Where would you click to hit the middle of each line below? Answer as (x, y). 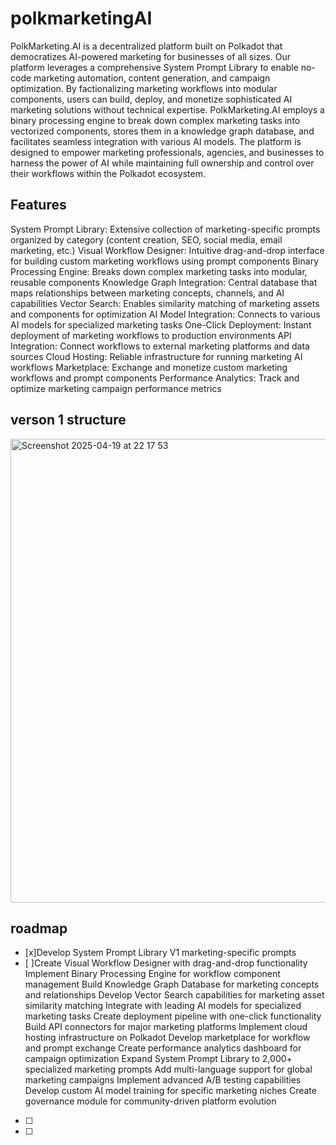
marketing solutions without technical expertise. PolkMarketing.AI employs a (167, 109)
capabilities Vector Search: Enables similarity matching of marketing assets (165, 303)
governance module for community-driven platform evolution (150, 1101)
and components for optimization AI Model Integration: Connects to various (165, 314)
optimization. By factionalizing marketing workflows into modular (144, 88)
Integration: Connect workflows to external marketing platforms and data (160, 346)
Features (38, 205)
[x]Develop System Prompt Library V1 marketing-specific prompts (160, 953)
